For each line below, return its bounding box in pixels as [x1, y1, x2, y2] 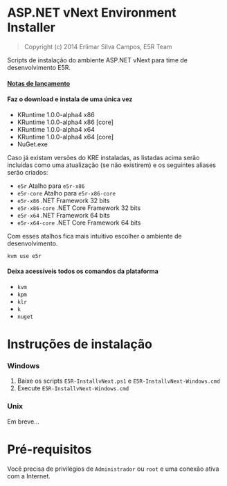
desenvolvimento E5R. [7, 63, 71, 71]
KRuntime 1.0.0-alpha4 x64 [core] [17, 132, 114, 141]
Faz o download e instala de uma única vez [7, 95, 133, 103]
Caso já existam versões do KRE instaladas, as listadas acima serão [7, 153, 200, 162]
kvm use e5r [7, 252, 42, 259]
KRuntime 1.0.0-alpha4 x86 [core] [17, 118, 114, 126]
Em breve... [7, 417, 39, 426]
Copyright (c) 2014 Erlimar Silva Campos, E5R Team [24, 42, 172, 51]
